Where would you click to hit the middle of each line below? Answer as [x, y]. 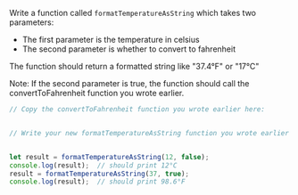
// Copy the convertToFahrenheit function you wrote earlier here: [137, 110]
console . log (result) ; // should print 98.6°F [97, 182]
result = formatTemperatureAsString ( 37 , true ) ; [99, 174]
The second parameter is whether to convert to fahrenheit [129, 49]
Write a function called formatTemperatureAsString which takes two [133, 13]
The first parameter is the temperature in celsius [111, 40]
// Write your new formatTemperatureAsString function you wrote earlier [149, 133]
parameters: [32, 22]
